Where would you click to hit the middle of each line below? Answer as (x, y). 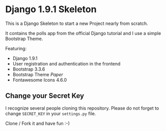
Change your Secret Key (45, 96)
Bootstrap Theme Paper (38, 74)
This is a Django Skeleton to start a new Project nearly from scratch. (77, 23)
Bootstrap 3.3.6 (29, 69)
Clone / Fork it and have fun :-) (38, 123)
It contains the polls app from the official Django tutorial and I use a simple (83, 33)
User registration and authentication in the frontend (66, 63)
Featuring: (16, 48)
